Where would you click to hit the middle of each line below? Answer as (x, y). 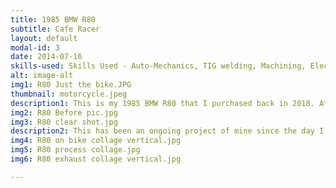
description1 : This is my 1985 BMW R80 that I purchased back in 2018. (162, 103)
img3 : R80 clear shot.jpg (64, 122)
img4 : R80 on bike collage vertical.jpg (96, 141)
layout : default (44, 38)
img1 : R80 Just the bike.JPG (71, 85)
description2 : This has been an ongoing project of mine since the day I (167, 131)
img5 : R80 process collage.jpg (75, 150)
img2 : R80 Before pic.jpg (64, 112)
